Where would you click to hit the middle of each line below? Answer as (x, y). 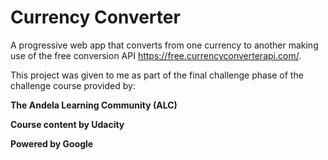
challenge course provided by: (73, 85)
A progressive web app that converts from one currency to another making (164, 45)
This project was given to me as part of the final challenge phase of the (157, 75)
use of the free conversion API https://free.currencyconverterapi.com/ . (156, 55)
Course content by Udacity (67, 124)
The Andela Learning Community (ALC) (94, 105)
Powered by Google (52, 143)
